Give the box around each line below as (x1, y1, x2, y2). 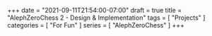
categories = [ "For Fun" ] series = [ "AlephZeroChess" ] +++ (7, 21, 185, 29)
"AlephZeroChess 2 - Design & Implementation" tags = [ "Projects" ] (7, 13, 206, 22)
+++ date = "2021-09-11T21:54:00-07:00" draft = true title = (7, 6, 182, 14)
